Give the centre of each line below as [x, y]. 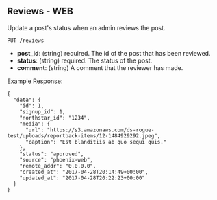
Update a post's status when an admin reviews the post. [86, 27]
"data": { [27, 100]
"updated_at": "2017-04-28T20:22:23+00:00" [82, 178]
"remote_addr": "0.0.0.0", [58, 166]
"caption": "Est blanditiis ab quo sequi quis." [96, 142]
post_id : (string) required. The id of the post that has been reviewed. [114, 53]
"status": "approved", [52, 154]
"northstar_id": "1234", [55, 118]
